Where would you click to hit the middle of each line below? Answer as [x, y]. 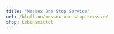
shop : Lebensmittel [30, 22]
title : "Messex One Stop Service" [48, 11]
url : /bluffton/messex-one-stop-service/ [57, 17]
